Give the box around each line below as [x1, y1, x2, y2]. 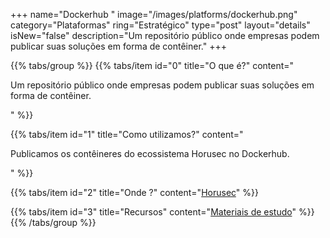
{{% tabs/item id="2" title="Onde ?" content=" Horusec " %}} [10, 187, 259, 198]
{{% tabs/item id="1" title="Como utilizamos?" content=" [10, 129, 244, 140]
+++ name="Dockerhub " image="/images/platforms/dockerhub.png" [10, 9, 298, 20]
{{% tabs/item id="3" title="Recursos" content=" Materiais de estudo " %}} [10, 206, 315, 218]
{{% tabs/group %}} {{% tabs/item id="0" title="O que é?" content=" [10, 60, 295, 71]
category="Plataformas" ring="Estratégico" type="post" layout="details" [10, 19, 311, 31]
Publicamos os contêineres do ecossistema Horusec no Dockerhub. [10, 148, 290, 159]
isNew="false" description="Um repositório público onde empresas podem [10, 30, 320, 41]
